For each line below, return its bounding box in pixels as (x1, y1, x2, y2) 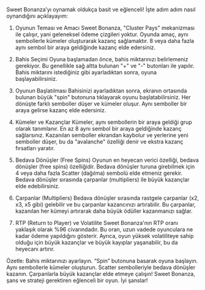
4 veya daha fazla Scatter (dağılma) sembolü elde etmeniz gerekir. (15, 169, 182, 177)
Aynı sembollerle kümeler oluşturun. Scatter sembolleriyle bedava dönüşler (6, 264, 196, 271)
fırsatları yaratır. (15, 145, 55, 151)
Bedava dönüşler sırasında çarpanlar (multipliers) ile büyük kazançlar (15, 176, 190, 183)
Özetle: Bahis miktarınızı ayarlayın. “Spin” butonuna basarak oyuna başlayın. (6, 258, 198, 264)
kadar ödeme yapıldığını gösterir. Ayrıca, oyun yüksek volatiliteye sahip (15, 232, 194, 239)
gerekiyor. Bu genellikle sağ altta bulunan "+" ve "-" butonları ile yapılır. (15, 62, 195, 69)
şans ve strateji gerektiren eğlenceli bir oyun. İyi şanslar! (6, 277, 148, 284)
